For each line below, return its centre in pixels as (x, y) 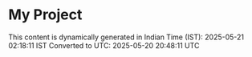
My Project (45, 15)
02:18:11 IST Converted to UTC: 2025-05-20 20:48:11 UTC (104, 45)
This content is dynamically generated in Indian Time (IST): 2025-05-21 (126, 37)
